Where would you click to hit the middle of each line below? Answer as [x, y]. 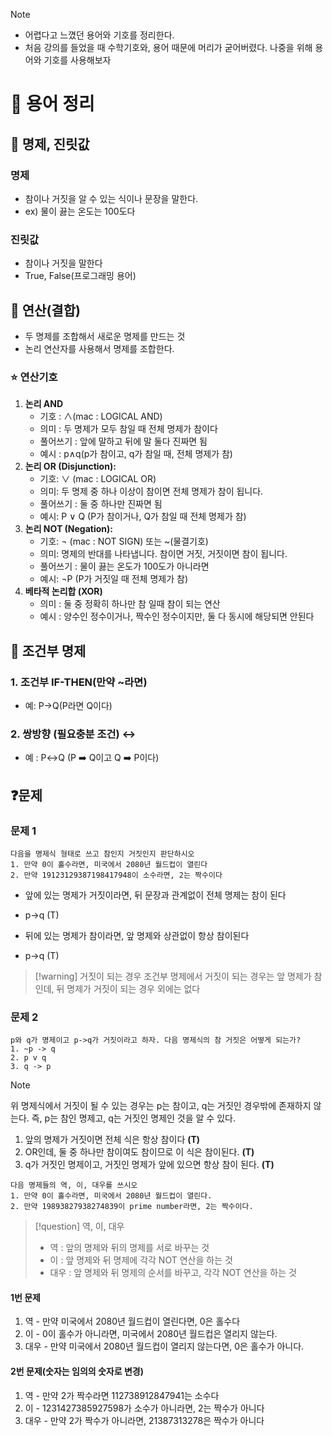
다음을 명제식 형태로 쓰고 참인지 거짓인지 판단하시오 [102, 854]
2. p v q [28, 1058]
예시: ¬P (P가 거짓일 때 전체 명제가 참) [113, 579]
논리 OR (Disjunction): [70, 466]
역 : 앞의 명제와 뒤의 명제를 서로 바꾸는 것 [129, 1248]
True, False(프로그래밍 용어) [80, 276]
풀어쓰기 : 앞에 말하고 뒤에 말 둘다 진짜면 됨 [123, 441]
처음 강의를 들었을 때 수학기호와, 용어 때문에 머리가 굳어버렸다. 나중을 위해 [168, 47]
